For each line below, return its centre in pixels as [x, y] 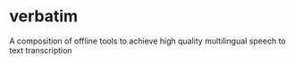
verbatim [44, 16]
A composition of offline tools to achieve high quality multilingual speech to [147, 41]
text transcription [41, 50]
